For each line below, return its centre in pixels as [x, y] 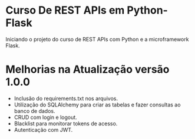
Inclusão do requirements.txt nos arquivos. [66, 98]
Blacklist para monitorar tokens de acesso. [66, 123]
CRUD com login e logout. [45, 117]
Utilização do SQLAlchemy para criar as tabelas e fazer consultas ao [97, 105]
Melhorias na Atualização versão [87, 69]
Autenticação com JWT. [43, 130]
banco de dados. [34, 111]
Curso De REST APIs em [65, 10]
